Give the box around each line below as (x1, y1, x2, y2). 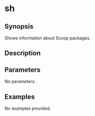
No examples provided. (4, 105, 51, 112)
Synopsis (4, 22, 33, 31)
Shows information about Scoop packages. (4, 35, 91, 41)
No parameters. (4, 79, 36, 84)
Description (4, 49, 41, 57)
